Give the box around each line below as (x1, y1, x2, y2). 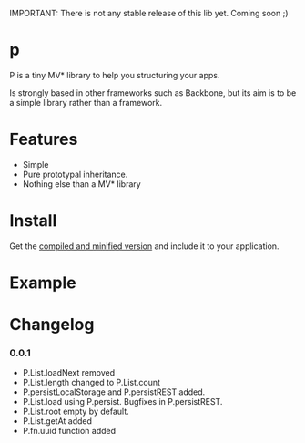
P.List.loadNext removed (22, 367, 116, 378)
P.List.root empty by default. (22, 406, 129, 417)
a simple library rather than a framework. (9, 97, 163, 108)
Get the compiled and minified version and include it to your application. (9, 241, 280, 252)
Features (9, 129, 78, 149)
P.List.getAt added (22, 416, 93, 427)
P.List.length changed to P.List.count (22, 377, 161, 388)
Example (9, 273, 76, 293)
